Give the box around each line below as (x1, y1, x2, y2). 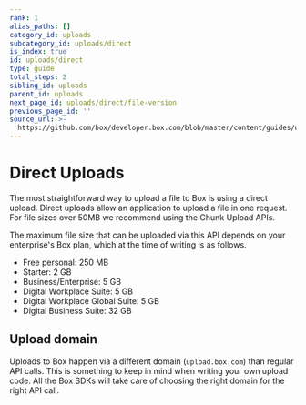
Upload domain (9, 331, 98, 347)
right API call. (9, 384, 60, 396)
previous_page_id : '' (9, 106, 92, 116)
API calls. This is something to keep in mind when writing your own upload (9, 365, 289, 376)
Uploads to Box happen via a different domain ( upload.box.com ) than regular (9, 356, 294, 367)
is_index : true (9, 47, 67, 56)
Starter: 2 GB (22, 266, 72, 278)
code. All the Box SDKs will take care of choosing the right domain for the (9, 375, 285, 386)
